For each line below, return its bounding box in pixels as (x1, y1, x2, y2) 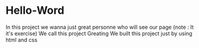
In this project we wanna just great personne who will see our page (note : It (5, 23, 194, 31)
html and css (5, 36, 37, 43)
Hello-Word (5, 4, 64, 17)
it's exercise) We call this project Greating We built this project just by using (5, 29, 193, 37)
